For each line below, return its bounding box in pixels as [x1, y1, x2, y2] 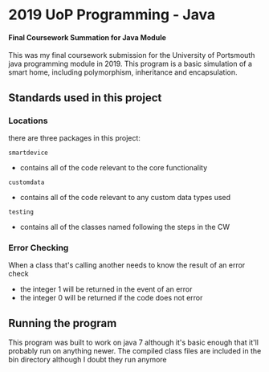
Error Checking [8, 243, 69, 253]
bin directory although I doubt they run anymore [8, 355, 167, 365]
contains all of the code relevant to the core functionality [19, 163, 207, 173]
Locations [8, 115, 48, 126]
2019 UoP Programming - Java [8, 6, 215, 24]
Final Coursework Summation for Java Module [8, 32, 167, 42]
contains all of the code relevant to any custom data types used [19, 193, 231, 202]
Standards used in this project [8, 91, 162, 104]
